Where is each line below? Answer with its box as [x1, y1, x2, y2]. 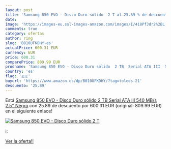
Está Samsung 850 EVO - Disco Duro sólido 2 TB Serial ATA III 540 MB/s [5, 97, 157, 103]
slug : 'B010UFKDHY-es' [5, 41, 53, 46]
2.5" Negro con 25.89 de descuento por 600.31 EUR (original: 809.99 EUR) [5, 102, 162, 108]
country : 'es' [5, 69, 36, 74]
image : [5, 21, 19, 27]
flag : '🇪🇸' [5, 74, 31, 79]
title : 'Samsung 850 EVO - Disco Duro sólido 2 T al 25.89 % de [5, 12, 147, 17]
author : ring [5, 36, 33, 41]
